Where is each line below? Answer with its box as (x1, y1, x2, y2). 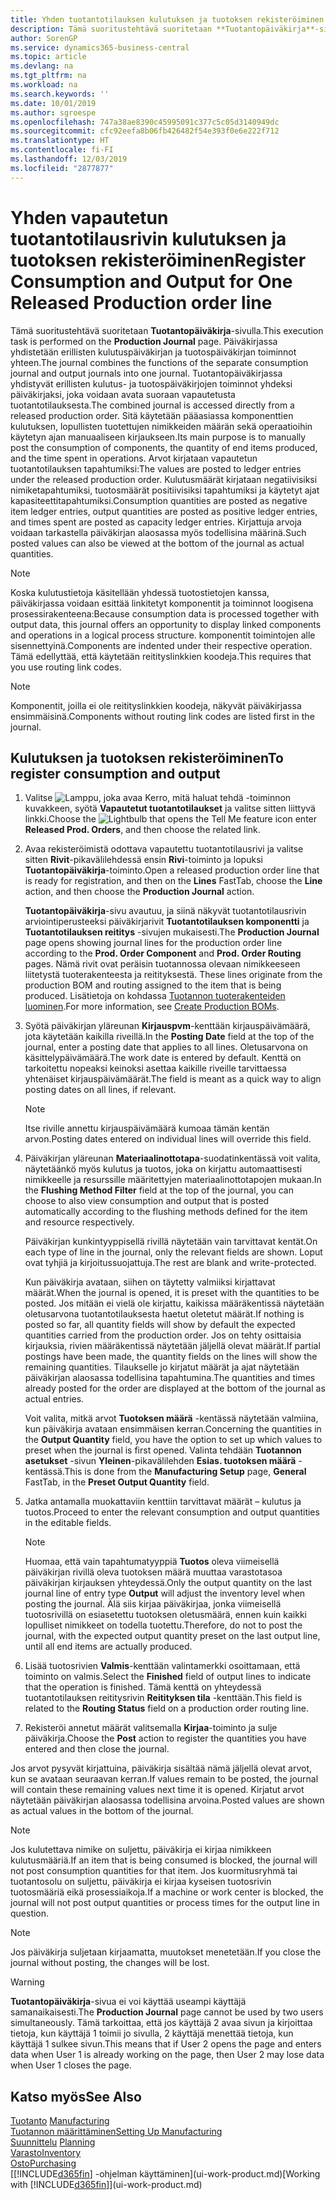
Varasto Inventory (10, 2147, 82, 2159)
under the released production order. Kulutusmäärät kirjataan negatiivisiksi (10, 473, 318, 485)
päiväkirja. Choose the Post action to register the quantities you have (24, 1732, 307, 1745)
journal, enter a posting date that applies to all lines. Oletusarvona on (24, 1041, 309, 1053)
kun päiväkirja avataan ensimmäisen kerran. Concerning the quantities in (24, 1423, 322, 1435)
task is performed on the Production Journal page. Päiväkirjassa (10, 335, 278, 347)
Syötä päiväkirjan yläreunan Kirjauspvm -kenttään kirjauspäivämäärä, (24, 1020, 311, 1032)
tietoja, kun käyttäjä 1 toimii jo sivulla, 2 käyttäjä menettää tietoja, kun (10, 2027, 294, 2040)
